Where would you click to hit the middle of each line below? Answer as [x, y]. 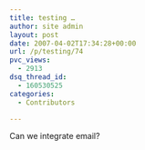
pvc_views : [30, 60]
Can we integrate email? [55, 136]
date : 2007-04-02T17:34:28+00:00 [73, 43]
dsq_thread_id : [38, 77]
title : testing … [42, 18]
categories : [32, 94]
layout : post [34, 35]
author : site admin [47, 26]
